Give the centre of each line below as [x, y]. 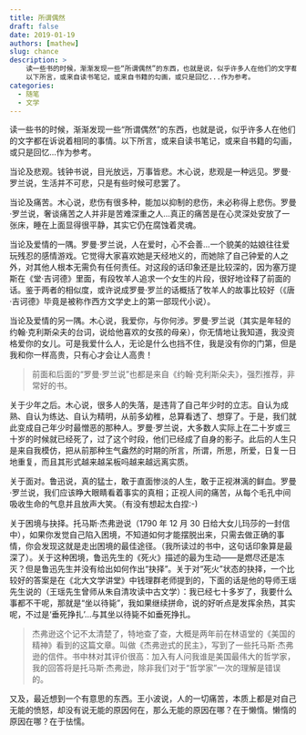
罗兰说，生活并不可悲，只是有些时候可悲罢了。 [97, 183]
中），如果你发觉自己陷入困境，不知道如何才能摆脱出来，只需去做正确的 [143, 535]
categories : [32, 86]
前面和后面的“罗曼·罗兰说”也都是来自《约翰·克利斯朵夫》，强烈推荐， [159, 374]
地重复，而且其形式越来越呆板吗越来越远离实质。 [101, 462]
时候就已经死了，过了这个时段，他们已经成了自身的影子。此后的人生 [161, 439]
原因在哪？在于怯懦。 [49, 721]
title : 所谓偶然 [37, 18]
